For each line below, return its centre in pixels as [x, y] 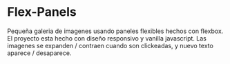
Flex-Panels [42, 12]
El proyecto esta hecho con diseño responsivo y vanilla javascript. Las [107, 38]
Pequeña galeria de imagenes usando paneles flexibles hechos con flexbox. [115, 31]
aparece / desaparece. [39, 53]
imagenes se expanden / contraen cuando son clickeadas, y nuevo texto [111, 45]
